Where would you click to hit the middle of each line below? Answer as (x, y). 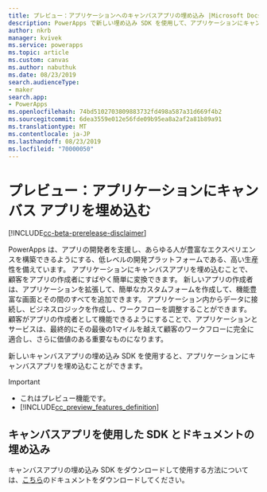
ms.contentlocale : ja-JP (49, 134)
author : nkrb (30, 30)
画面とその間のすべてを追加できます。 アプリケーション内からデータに (137, 299)
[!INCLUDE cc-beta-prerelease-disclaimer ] (77, 233)
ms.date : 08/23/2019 (43, 75)
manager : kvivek (35, 38)
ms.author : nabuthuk (43, 68)
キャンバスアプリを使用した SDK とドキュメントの (131, 434)
